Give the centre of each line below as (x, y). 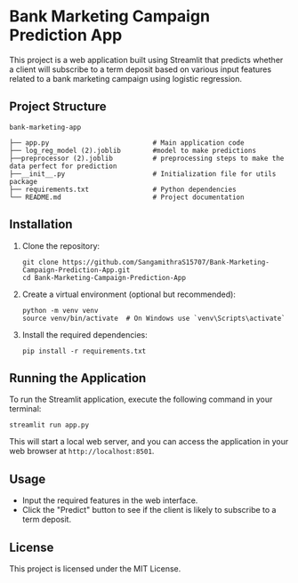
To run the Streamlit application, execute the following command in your (141, 399)
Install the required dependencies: (85, 334)
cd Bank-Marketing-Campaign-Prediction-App (104, 277)
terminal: (25, 409)
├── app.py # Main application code (127, 143)
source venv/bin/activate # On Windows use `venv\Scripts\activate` (154, 318)
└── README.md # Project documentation (127, 197)
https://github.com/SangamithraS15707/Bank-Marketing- (165, 262)
